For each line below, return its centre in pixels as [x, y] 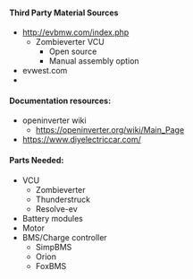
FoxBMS [51, 266]
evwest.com [45, 71]
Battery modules [52, 218]
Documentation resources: [60, 100]
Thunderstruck [63, 199]
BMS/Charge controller [64, 237]
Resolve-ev [56, 209]
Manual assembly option [94, 61]
